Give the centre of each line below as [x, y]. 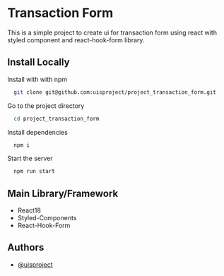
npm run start [34, 172]
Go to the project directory [46, 106]
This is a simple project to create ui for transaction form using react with [112, 32]
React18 [29, 210]
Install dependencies [38, 132]
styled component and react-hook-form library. [76, 40]
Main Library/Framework [63, 193]
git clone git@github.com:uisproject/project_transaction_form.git [115, 92]
